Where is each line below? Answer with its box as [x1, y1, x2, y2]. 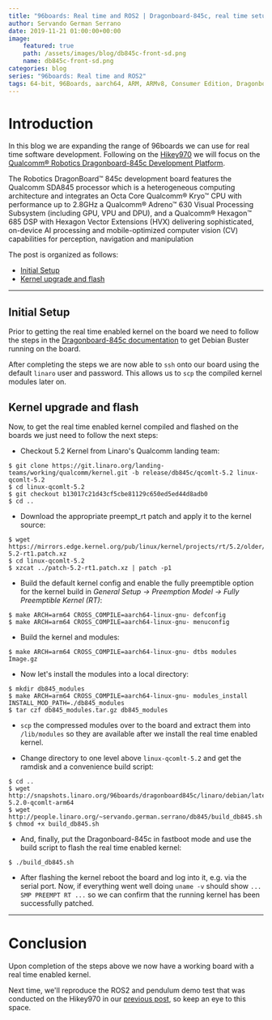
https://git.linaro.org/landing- [51, 462, 164, 470]
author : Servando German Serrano [8, 19, 121, 28]
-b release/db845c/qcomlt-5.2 [131, 469, 233, 478]
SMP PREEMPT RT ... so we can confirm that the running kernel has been [19, 890, 261, 899]
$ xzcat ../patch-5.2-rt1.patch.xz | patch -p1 [8, 564, 172, 572]
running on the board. [8, 344, 81, 354]
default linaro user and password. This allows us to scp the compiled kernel [8, 368, 262, 378]
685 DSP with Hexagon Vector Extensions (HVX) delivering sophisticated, [8, 217, 254, 227]
